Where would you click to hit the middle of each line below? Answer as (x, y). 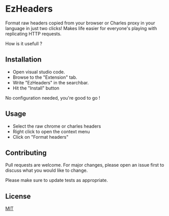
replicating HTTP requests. (34, 34)
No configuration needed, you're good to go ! (53, 98)
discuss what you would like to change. (47, 170)
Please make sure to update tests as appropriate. (57, 180)
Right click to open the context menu (51, 131)
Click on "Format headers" (40, 137)
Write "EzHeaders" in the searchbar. (51, 82)
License (18, 196)
